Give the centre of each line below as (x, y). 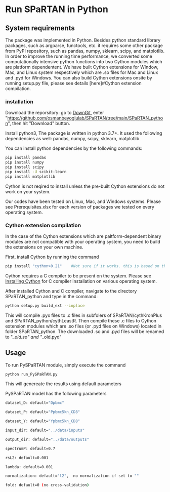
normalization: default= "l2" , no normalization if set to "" (72, 476)
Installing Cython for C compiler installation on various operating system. (81, 281)
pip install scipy (25, 167)
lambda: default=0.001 (29, 467)
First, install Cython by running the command (52, 257)
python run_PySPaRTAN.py (31, 374)
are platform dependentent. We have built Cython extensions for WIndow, (82, 67)
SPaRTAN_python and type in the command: (51, 296)
